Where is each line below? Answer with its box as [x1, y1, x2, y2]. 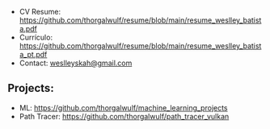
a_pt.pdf [19, 50, 48, 59]
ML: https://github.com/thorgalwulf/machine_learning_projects [19, 102, 228, 112]
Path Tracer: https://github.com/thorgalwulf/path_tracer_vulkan [19, 111, 230, 121]
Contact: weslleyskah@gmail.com [19, 58, 133, 68]
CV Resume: [19, 7, 61, 16]
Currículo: [19, 32, 53, 42]
